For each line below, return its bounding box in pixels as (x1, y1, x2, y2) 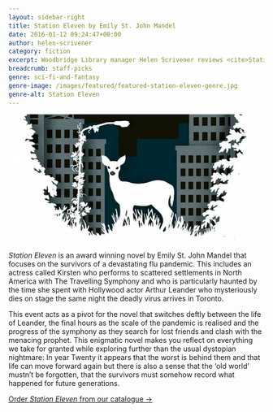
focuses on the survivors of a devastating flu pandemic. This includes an (8, 258, 252, 268)
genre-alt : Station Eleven (8, 90, 100, 98)
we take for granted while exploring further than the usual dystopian (8, 344, 236, 353)
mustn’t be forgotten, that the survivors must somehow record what (8, 370, 236, 379)
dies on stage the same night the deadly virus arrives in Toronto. (8, 293, 224, 303)
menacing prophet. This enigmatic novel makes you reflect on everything (8, 335, 253, 345)
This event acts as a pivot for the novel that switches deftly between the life (8, 309, 262, 319)
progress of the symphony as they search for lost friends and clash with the (8, 326, 262, 336)
